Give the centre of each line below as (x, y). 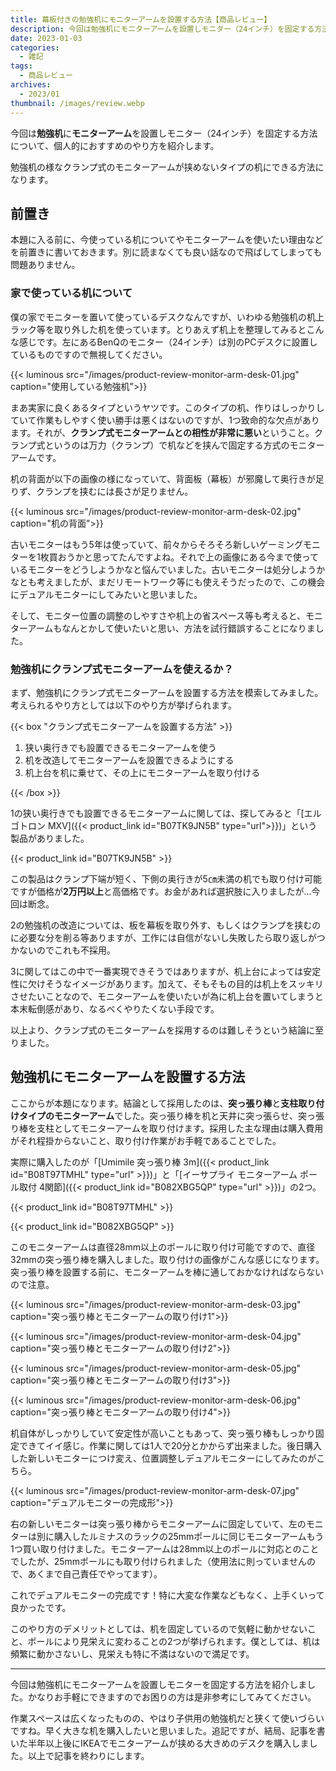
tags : (21, 66)
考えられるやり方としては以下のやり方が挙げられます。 (123, 705)
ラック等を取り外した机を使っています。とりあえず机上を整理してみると (158, 329)
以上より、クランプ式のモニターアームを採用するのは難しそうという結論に (162, 1030)
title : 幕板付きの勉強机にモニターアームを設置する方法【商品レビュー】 (141, 19)
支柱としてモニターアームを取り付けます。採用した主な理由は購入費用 (180, 1128)
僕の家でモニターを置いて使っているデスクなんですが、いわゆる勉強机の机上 (167, 317)
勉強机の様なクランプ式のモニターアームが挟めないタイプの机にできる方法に (167, 167)
